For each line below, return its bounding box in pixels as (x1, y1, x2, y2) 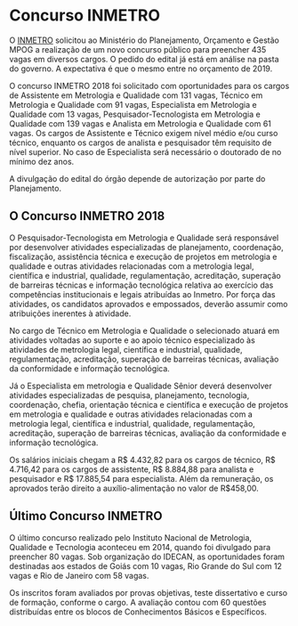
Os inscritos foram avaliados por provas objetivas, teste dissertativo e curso (9, 587, 287, 598)
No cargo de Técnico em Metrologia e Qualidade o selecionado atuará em (9, 325, 280, 336)
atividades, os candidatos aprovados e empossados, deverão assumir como (9, 298, 288, 309)
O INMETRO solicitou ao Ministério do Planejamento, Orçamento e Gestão (9, 35, 280, 45)
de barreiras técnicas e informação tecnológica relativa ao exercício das (9, 280, 274, 290)
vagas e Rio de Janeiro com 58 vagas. (9, 570, 149, 581)
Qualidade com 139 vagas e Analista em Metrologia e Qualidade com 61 (9, 118, 271, 129)
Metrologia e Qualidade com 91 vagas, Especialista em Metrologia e (9, 99, 257, 110)
